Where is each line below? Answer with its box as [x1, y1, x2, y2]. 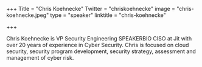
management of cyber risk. [6, 54, 74, 61]
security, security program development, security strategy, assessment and [6, 48, 197, 55]
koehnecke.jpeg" [6, 11, 49, 19]
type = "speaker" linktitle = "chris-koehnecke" [50, 11, 166, 19]
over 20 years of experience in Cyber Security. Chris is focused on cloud [6, 42, 189, 48]
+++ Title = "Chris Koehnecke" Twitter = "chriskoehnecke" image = [6, 5, 175, 12]
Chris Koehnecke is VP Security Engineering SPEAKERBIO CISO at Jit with [6, 35, 192, 42]
